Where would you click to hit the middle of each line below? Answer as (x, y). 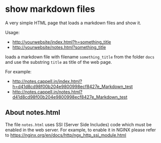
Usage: (12, 32)
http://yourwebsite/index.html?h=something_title (61, 42)
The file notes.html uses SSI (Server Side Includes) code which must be (79, 124)
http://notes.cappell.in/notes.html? (47, 92)
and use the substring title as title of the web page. (59, 62)
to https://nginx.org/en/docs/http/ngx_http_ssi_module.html (66, 135)
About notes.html (33, 113)
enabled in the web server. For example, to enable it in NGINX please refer (80, 130)
